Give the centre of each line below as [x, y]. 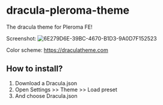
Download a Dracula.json [46, 83]
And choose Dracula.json [46, 95]
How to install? [35, 69]
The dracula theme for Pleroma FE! [50, 27]
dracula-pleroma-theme [68, 10]
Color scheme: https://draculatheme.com [57, 50]
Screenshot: [21, 38]
